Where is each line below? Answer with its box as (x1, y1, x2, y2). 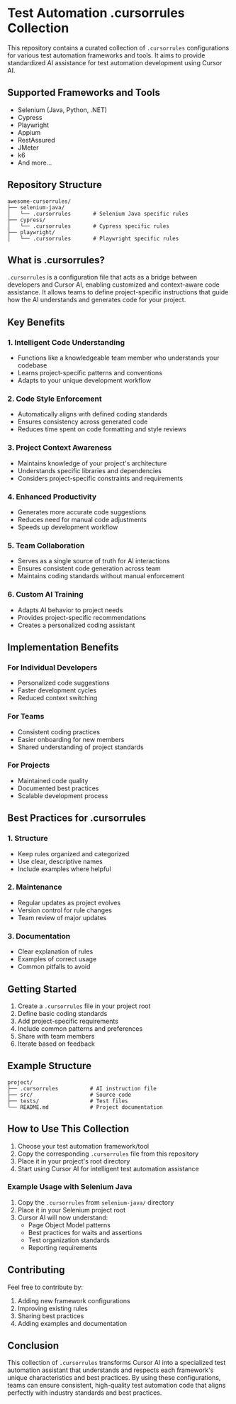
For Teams (7, 712, 45, 722)
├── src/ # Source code (7, 1091, 132, 1098)
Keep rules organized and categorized (17, 849, 130, 858)
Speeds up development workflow (17, 523, 118, 531)
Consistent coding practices (17, 727, 101, 736)
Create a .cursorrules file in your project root (17, 1002, 151, 1010)
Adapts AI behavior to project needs (17, 605, 123, 614)
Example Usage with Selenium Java (7, 1182, 133, 1192)
